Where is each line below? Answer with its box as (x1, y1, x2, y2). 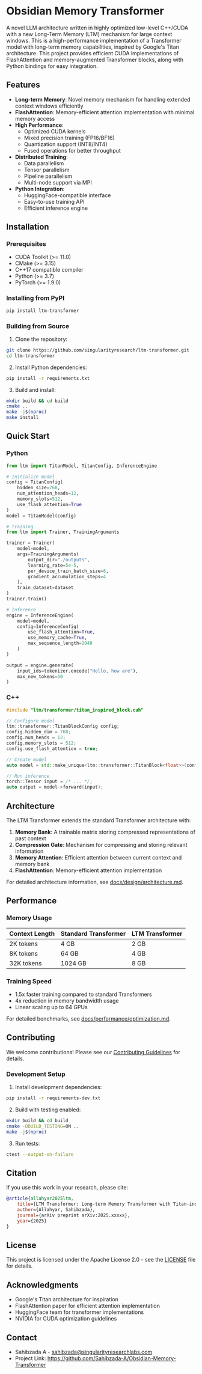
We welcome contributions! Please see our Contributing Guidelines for (6, 1048, 180, 1055)
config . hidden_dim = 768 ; (6, 729, 71, 735)
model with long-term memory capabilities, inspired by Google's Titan (6, 43, 179, 50)
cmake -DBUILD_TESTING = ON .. (6, 1123, 79, 1129)
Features (6, 80, 40, 90)
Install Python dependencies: (14, 364, 87, 371)
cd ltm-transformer (6, 353, 55, 359)
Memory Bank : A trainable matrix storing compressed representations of (14, 828, 195, 835)
